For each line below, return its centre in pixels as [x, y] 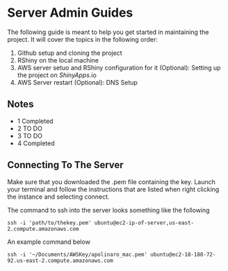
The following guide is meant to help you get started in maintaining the [108, 32]
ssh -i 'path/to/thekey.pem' [49, 223]
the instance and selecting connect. [58, 197]
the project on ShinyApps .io [57, 75]
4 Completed [36, 143]
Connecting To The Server [65, 165]
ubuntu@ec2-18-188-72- [183, 254]
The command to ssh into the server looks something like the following [108, 210]
